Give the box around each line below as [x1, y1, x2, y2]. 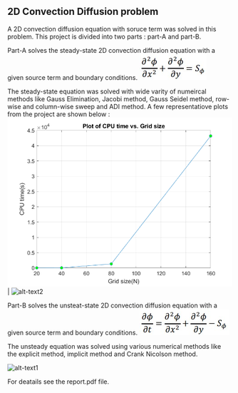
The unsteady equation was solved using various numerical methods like [7, 342, 222, 350]
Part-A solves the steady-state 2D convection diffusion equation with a [7, 46, 216, 54]
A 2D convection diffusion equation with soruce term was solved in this [7, 24, 217, 33]
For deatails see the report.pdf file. [7, 377, 109, 386]
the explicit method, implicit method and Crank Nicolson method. [7, 349, 198, 358]
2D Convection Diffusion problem [7, 6, 159, 18]
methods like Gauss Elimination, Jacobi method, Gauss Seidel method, [7, 94, 214, 103]
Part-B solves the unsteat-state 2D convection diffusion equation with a [7, 301, 217, 310]
